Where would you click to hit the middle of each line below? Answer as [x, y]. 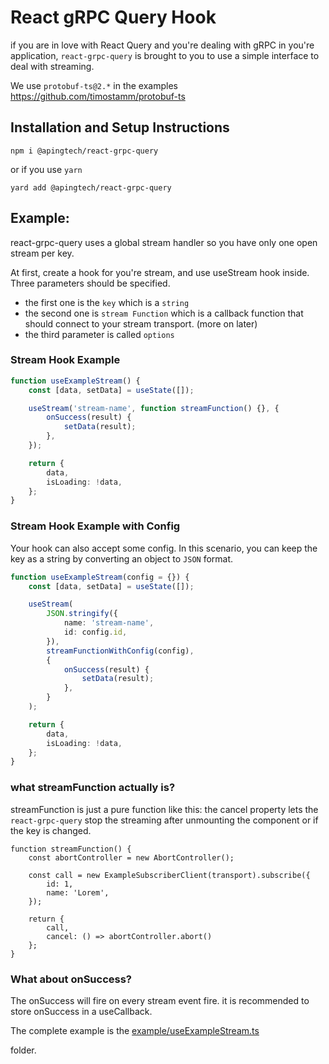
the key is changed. [51, 830]
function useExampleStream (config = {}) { [100, 577]
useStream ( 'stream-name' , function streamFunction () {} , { [154, 408]
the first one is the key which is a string [107, 302]
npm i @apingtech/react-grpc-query [84, 151]
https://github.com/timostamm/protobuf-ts [98, 96]
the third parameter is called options [99, 334]
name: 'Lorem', [78, 892]
